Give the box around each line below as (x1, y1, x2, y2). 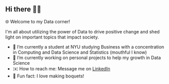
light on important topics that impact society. (5, 34, 99, 40)
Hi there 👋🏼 (5, 5, 42, 14)
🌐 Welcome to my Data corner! (5, 18, 70, 24)
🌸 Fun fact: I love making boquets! (12, 73, 84, 79)
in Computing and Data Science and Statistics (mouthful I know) (12, 49, 147, 55)
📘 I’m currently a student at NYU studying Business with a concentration (12, 44, 164, 50)
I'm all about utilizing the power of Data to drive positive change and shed (5, 28, 160, 34)
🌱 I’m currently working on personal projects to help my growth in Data (12, 54, 161, 61)
